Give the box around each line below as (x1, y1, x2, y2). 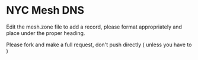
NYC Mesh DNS (6, 4, 85, 17)
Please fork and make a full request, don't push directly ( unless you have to (6, 41, 192, 48)
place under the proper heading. (6, 29, 85, 36)
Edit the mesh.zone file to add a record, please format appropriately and (6, 23, 183, 30)
